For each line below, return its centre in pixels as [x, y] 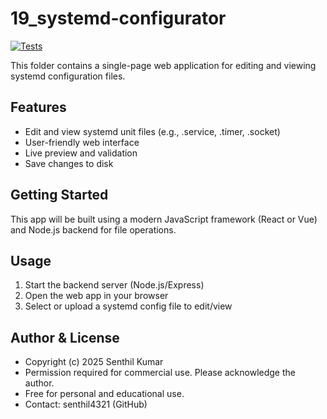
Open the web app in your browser [96, 296]
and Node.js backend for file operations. [93, 229]
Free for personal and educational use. [104, 394]
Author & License [65, 337]
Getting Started [59, 195]
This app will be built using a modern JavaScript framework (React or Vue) [164, 219]
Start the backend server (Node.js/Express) [114, 285]
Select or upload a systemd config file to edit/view [128, 306]
